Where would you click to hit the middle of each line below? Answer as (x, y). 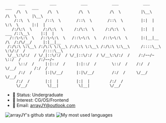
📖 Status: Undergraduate (38, 95)
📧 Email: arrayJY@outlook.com (44, 105)
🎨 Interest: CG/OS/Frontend (41, 100)
